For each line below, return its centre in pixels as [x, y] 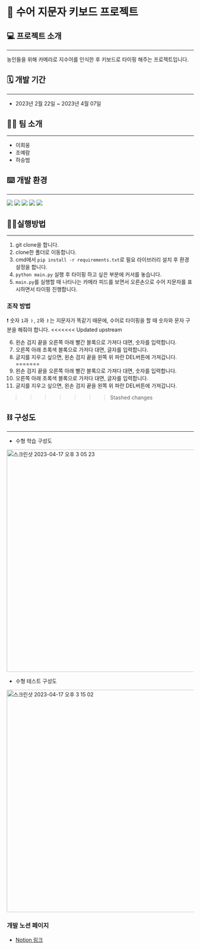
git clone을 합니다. [37, 245]
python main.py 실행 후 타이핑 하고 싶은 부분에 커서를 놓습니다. [88, 275]
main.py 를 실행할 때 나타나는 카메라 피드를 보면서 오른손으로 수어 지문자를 [101, 282]
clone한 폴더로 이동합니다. [46, 252]
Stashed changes [131, 397]
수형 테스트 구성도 [36, 681]
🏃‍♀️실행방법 [26, 224]
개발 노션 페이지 [28, 926]
